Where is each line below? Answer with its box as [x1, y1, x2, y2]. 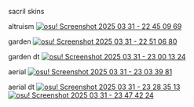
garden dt [8, 52, 40, 61]
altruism [8, 22, 35, 30]
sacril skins [8, 7, 45, 16]
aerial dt [8, 82, 35, 91]
